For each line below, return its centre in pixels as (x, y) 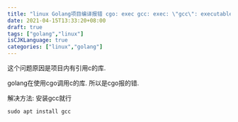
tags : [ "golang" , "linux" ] (45, 34)
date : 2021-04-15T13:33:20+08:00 (57, 21)
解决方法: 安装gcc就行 (40, 98)
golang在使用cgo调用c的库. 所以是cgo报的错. (73, 83)
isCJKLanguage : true (38, 40)
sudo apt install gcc (39, 111)
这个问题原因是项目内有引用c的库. (57, 68)
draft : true (25, 27)
